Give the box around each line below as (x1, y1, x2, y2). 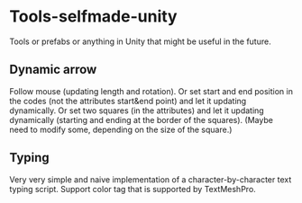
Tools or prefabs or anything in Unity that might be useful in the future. (9, 36, 272, 47)
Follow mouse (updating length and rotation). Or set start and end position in (9, 85, 293, 96)
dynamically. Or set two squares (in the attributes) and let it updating (9, 105, 264, 116)
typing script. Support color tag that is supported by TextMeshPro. (9, 183, 257, 194)
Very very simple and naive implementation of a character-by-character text (9, 173, 292, 185)
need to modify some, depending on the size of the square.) (9, 124, 233, 135)
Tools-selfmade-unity (9, 6, 178, 27)
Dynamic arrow (9, 62, 97, 77)
